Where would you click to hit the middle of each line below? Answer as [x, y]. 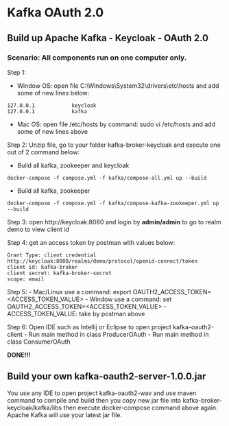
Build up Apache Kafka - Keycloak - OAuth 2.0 [108, 38]
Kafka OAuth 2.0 [56, 13]
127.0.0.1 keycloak [52, 105]
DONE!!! [19, 355]
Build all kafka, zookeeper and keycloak [73, 165]
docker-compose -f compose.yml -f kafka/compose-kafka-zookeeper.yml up [113, 203]
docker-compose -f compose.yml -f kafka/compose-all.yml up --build [107, 178]
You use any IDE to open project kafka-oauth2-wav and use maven [102, 393]
